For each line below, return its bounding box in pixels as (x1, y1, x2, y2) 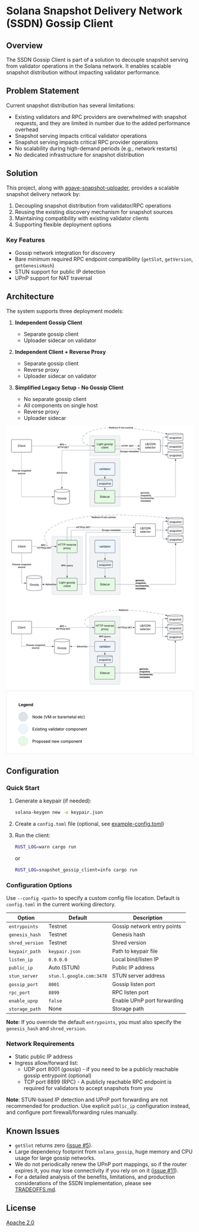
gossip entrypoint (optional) (23, 1072, 92, 1079)
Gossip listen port (112, 980, 156, 987)
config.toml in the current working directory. (6, 901, 116, 908)
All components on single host (23, 402, 98, 409)
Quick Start (6, 784, 40, 792)
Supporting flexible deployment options (14, 221, 112, 228)
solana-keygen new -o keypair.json (14, 810, 103, 816)
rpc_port (8, 990, 31, 996)
